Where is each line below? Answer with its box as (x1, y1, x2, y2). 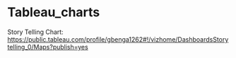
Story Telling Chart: (7, 28, 64, 36)
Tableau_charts (7, 4, 100, 21)
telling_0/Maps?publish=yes (7, 42, 88, 51)
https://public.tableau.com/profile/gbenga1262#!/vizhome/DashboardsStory (7, 35, 229, 43)
